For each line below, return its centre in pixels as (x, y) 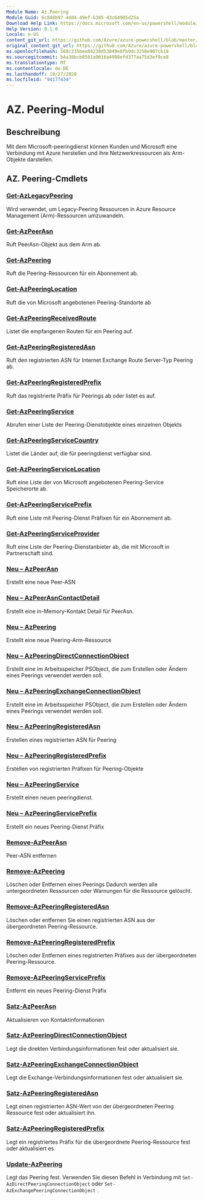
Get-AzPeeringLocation (42, 289)
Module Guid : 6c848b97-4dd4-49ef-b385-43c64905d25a (72, 18)
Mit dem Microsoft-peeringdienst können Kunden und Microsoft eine (92, 147)
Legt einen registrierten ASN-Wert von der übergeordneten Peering (90, 1107)
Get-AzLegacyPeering (40, 196)
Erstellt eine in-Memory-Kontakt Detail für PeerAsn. (70, 611)
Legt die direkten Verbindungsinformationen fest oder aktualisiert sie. (93, 1048)
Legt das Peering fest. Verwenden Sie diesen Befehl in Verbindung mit (94, 1178)
